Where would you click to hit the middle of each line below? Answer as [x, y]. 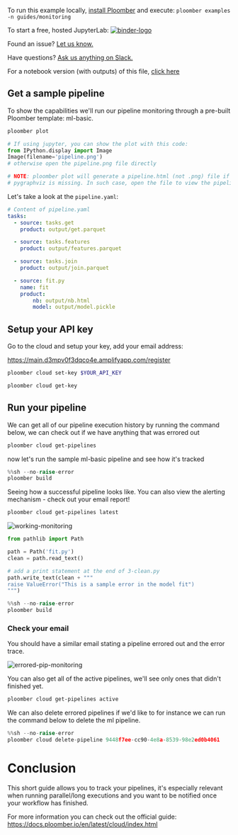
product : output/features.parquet [71, 249]
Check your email [38, 628]
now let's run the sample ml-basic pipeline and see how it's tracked [106, 459]
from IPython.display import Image [60, 150]
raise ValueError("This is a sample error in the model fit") [101, 584]
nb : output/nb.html [62, 300]
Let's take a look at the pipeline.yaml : [63, 196]
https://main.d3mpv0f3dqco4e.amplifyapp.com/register [89, 360]
